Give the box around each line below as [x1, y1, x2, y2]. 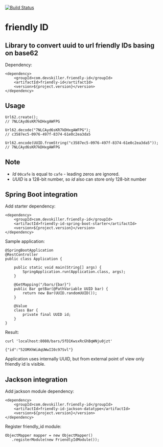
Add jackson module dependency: [5, 388, 74, 394]
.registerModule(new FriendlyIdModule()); [11, 437, 99, 443]
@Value [14, 304, 27, 308]
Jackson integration [5, 375, 68, 384]
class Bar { [14, 308, 38, 313]
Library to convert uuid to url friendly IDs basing [5, 41, 155, 49]
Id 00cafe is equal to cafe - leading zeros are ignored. [12, 171, 120, 177]
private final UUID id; [23, 312, 71, 317]
